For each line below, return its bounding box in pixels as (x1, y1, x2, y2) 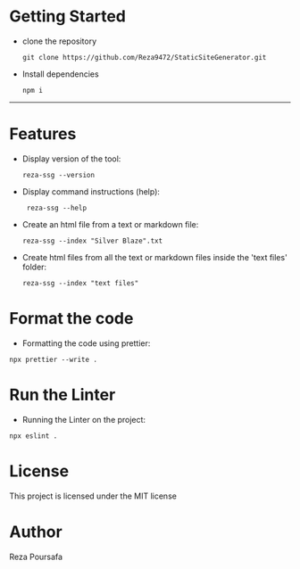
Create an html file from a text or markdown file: (21, 219, 199, 229)
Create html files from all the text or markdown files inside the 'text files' (21, 252, 287, 262)
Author (9, 522, 62, 541)
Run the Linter (9, 385, 116, 405)
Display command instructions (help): (21, 186, 161, 197)
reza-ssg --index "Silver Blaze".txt (21, 236, 163, 245)
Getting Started (9, 6, 127, 27)
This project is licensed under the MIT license (9, 491, 177, 501)
